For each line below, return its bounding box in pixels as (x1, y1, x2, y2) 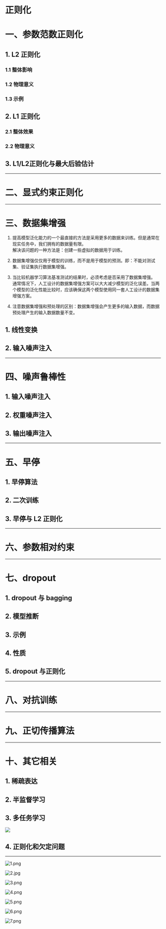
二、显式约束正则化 (5, 187, 83, 198)
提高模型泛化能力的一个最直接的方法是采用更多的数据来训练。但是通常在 (12, 235, 160, 241)
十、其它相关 (5, 756, 58, 767)
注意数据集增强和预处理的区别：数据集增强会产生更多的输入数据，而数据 (12, 303, 160, 309)
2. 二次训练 (5, 496, 39, 505)
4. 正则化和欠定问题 (5, 842, 65, 851)
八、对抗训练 (5, 694, 58, 706)
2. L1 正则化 (5, 112, 41, 120)
